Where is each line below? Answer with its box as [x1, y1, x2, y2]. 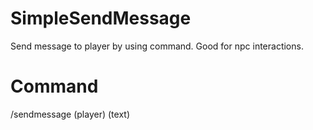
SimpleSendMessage [10, 7, 192, 30]
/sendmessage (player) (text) [10, 108, 130, 120]
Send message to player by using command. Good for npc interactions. [10, 40, 304, 52]
